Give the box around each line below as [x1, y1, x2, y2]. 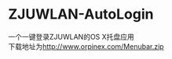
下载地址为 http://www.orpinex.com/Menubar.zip [8, 41, 164, 51]
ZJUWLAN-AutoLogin [8, 5, 154, 23]
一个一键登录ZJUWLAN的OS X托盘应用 [8, 32, 135, 41]
